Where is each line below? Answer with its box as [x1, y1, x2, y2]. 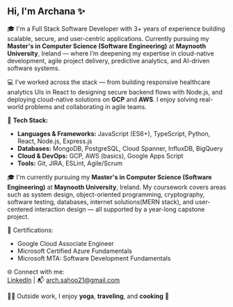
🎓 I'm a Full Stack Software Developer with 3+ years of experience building [7, 24, 225, 33]
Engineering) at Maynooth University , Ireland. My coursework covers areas [7, 183, 227, 191]
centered [7, 205, 33, 213]
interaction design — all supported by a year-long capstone [34, 205, 205, 213]
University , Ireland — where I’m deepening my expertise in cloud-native [7, 49, 214, 58]
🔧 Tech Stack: [7, 116, 49, 124]
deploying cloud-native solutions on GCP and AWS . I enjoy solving [7, 95, 198, 103]
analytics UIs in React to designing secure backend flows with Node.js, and [7, 88, 223, 96]
